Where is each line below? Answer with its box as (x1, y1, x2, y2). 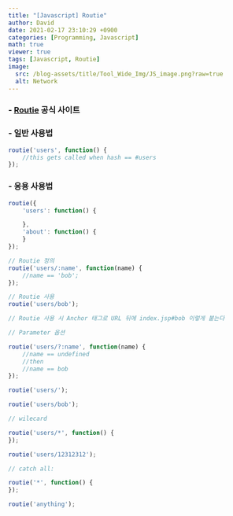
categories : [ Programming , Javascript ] (8, 33, 139, 42)
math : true (8, 41, 44, 49)
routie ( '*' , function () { (8, 479, 93, 487)
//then (22, 357, 44, 366)
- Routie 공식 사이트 (8, 105, 80, 116)
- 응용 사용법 (8, 181, 54, 192)
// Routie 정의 (8, 256, 55, 264)
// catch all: (8, 465, 55, 473)
